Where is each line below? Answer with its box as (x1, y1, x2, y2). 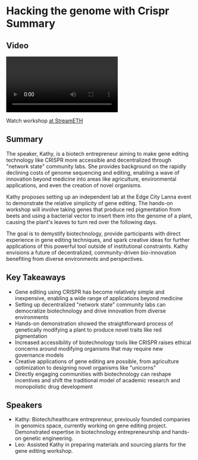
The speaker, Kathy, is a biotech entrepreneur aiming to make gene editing (6, 150, 189, 157)
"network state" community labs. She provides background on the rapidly (6, 162, 186, 170)
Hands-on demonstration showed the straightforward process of (14, 320, 174, 327)
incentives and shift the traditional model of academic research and (14, 376, 180, 384)
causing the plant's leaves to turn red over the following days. (6, 218, 158, 225)
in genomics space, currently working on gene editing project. (14, 422, 168, 429)
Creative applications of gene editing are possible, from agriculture (14, 358, 180, 365)
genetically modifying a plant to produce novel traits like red (14, 326, 162, 333)
